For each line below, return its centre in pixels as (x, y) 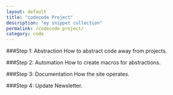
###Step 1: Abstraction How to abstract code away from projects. (87, 51)
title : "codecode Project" (40, 17)
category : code (25, 34)
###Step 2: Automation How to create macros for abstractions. (84, 63)
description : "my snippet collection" (54, 23)
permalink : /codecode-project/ (45, 28)
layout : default (26, 12)
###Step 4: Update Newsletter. (44, 86)
